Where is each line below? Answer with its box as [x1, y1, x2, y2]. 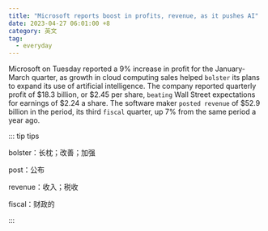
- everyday [15, 42, 53, 50]
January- [215, 64, 245, 73]
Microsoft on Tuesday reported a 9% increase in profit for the [8, 64, 214, 73]
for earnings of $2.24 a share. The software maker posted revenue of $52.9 [8, 99, 261, 108]
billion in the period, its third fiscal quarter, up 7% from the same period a [8, 107, 257, 117]
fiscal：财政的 [8, 199, 55, 209]
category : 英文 [8, 27, 57, 35]
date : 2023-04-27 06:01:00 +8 [8, 19, 111, 27]
